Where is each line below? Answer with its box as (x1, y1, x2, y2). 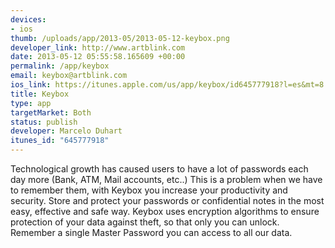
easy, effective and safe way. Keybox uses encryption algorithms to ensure (10, 206, 320, 217)
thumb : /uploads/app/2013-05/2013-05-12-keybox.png (10, 33, 230, 43)
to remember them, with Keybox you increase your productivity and (10, 184, 288, 196)
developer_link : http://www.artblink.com (10, 42, 186, 53)
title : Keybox (10, 89, 70, 99)
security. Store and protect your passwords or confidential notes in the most (10, 195, 325, 206)
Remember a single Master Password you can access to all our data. (10, 227, 293, 238)
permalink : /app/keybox (10, 61, 110, 71)
